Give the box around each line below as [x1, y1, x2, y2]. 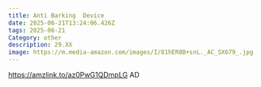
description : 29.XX [8, 41, 73, 49]
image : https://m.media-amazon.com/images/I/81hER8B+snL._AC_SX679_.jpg [8, 48, 254, 56]
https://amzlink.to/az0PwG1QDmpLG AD [8, 70, 140, 79]
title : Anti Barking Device [8, 11, 105, 20]
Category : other [8, 33, 62, 42]
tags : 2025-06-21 [8, 26, 66, 34]
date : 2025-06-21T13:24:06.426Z [8, 19, 115, 27]
